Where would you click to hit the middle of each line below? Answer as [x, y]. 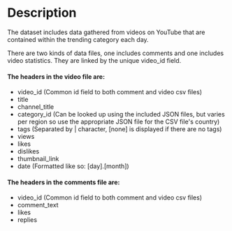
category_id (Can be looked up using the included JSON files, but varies [121, 114]
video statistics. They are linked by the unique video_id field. [94, 60]
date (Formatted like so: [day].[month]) [73, 166]
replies [27, 220]
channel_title [36, 107]
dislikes [28, 151]
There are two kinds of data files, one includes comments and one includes [116, 53]
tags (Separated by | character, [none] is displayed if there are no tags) [119, 129]
